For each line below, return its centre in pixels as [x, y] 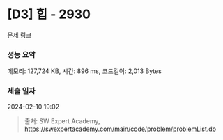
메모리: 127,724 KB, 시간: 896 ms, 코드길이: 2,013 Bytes [84, 71]
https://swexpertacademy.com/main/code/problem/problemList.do [120, 129]
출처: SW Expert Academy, [62, 121]
